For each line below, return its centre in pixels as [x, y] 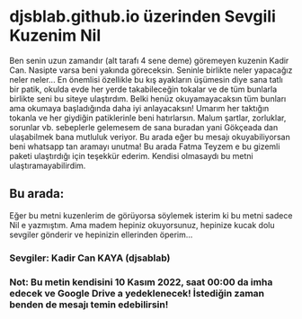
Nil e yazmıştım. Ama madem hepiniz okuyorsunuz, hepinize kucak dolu [142, 225]
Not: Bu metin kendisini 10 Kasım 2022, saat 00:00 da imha [141, 282]
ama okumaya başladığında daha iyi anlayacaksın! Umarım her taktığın [139, 108]
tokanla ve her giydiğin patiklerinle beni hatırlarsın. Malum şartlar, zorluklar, [148, 118]
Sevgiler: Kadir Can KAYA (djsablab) [90, 258]
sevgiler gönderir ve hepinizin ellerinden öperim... [101, 235]
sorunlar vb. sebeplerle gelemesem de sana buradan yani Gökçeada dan [144, 127]
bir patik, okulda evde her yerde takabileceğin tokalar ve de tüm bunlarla [143, 89]
